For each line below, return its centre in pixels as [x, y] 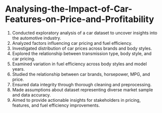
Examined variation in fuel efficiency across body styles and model [80, 64]
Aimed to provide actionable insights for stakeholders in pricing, [76, 100]
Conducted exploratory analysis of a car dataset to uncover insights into [85, 33]
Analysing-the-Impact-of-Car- [69, 9]
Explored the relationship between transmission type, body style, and [82, 53]
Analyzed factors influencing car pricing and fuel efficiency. [72, 43]
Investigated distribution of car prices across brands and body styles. [82, 48]
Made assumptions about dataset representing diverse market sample [82, 90]
